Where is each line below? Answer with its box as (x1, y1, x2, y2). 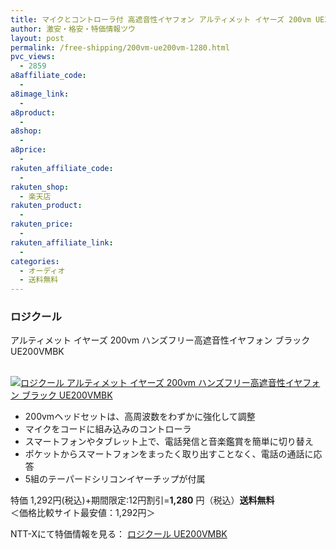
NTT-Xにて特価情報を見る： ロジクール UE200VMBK (10, 528, 228, 540)
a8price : (10, 145, 47, 155)
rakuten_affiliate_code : (10, 163, 114, 173)
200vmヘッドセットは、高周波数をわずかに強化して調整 (24, 411, 256, 423)
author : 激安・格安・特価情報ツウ (10, 24, 136, 34)
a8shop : (10, 126, 43, 136)
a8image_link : (10, 89, 70, 99)
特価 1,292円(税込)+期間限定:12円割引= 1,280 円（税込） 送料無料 (10, 494, 275, 506)
